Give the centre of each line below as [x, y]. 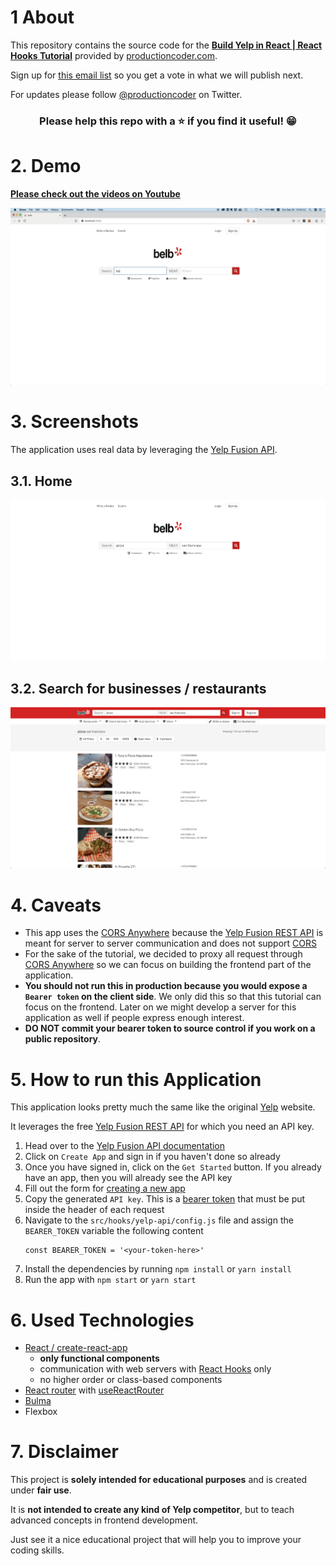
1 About [42, 17]
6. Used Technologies [102, 1320]
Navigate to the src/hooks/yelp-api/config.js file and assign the [159, 1220]
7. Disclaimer [64, 1452]
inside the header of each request [94, 1210]
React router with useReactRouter [94, 1390]
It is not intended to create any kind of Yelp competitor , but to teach [152, 1510]
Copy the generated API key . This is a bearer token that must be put [165, 1199]
